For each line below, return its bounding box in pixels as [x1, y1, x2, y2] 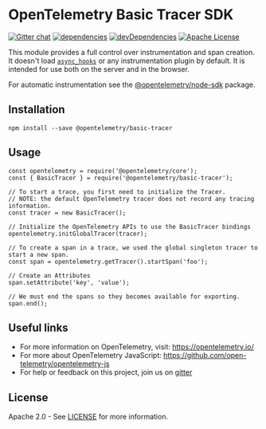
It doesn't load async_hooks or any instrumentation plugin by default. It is [8, 56, 245, 65]
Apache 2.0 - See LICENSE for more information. [8, 412, 169, 422]
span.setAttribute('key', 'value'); [8, 278, 130, 286]
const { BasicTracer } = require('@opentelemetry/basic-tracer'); [8, 174, 233, 182]
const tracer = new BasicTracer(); [8, 209, 127, 217]
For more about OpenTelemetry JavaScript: [19, 351, 162, 360]
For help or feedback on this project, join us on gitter [19, 368, 193, 377]
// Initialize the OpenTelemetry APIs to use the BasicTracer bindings [8, 222, 251, 230]
